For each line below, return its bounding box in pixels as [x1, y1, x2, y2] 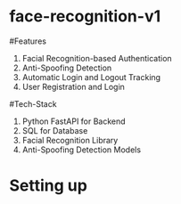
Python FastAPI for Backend [21, 116, 127, 126]
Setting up [9, 175, 87, 196]
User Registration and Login [21, 81, 125, 92]
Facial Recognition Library [21, 135, 119, 145]
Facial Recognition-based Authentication [21, 53, 172, 63]
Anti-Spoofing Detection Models [21, 144, 141, 155]
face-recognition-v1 [9, 6, 161, 27]
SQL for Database [21, 125, 88, 135]
